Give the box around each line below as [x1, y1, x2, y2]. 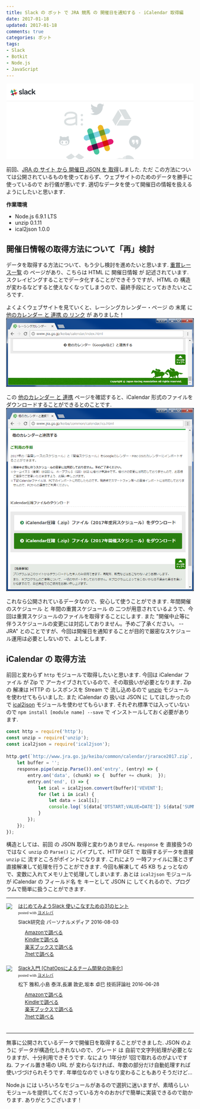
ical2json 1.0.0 [14, 225, 50, 233]
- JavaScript [6, 66, 39, 72]
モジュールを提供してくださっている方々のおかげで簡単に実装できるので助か [6, 1089, 193, 1096]
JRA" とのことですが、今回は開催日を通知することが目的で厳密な [6, 628, 165, 635]
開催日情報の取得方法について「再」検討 [6, 244, 155, 255]
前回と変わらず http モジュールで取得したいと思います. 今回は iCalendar [6, 671, 183, 678]
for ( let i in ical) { [37, 791, 95, 797]
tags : [6, 41, 20, 47]
